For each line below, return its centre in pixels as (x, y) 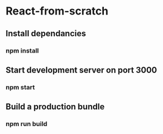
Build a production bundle (55, 107)
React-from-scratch (57, 11)
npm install (22, 51)
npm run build (27, 124)
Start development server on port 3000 (81, 70)
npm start (21, 87)
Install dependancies (46, 33)
